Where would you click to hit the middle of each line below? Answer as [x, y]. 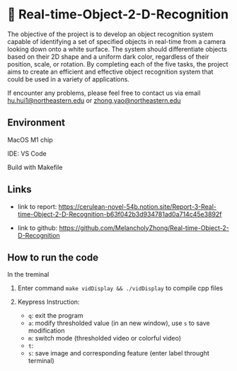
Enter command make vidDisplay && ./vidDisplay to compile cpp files [120, 288]
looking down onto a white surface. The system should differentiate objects [117, 49]
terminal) [41, 361]
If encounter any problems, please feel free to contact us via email [104, 93]
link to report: [37, 206]
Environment [36, 123]
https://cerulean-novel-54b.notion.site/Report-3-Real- [138, 206]
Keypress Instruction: [48, 302]
